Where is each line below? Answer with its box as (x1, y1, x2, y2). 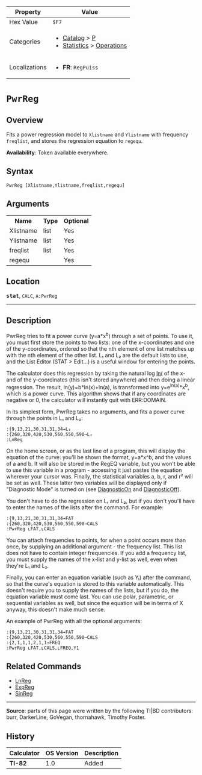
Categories (9, 37, 41, 46)
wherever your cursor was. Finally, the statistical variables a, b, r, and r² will (6, 472, 194, 480)
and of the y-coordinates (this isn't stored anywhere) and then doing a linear (6, 376, 195, 383)
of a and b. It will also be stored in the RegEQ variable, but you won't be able (6, 460, 195, 467)
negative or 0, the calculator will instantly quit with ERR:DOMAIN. (6, 396, 167, 403)
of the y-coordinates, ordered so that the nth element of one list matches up (6, 345, 195, 352)
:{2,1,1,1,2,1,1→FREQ (6, 639, 61, 645)
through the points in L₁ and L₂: (6, 414, 83, 421)
